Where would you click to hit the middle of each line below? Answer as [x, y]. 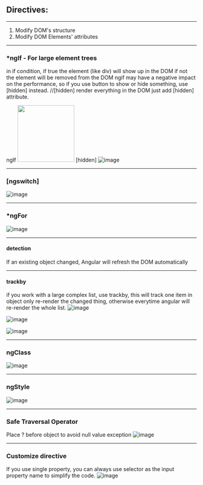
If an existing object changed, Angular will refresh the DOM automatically [97, 262]
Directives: [27, 10]
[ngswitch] [23, 181]
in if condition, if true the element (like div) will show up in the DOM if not [97, 71]
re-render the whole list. [36, 308]
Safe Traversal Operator [42, 422]
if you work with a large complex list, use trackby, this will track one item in [99, 295]
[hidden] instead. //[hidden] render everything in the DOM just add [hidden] [100, 91]
